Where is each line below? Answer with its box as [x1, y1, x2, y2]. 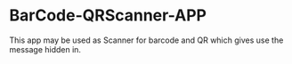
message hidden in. [9, 44, 82, 54]
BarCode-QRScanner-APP [9, 5, 207, 26]
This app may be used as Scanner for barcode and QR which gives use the [9, 35, 284, 45]
